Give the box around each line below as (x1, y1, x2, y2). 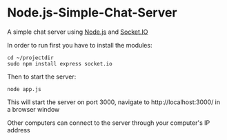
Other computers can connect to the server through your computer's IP (7, 119, 210, 127)
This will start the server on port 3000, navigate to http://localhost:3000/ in (7, 98, 221, 106)
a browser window (7, 105, 60, 113)
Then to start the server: (7, 72, 77, 81)
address (7, 126, 30, 134)
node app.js (7, 86, 41, 92)
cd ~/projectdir (7, 54, 54, 61)
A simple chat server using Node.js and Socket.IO (7, 28, 148, 36)
